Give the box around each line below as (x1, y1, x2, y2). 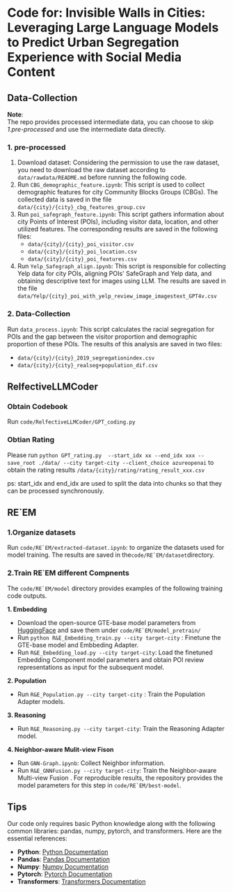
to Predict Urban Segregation (7, 35, 179, 50)
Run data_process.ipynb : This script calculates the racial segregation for (7, 325, 214, 333)
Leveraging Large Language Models (7, 20, 219, 36)
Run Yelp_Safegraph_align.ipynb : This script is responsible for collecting (17, 262, 226, 270)
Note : (7, 110, 24, 118)
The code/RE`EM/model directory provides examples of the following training (7, 584, 223, 592)
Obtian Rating (7, 435, 55, 445)
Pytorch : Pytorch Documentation (17, 870, 113, 879)
